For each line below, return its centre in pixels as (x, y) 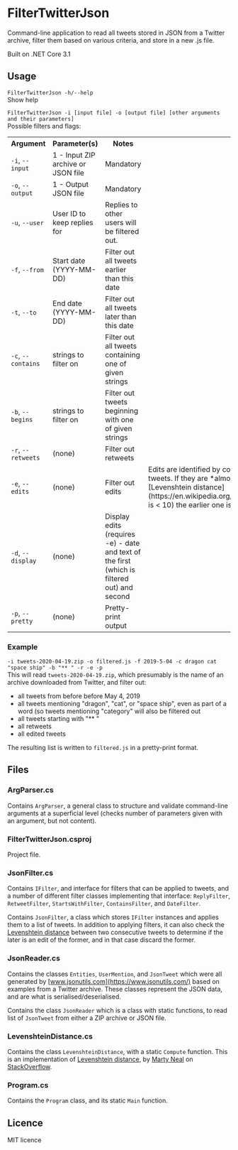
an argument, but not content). (52, 820)
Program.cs (28, 1085)
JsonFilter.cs (30, 873)
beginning (122, 411)
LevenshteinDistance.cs (50, 1036)
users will (121, 222)
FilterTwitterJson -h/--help (50, 93)
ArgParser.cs (31, 790)
